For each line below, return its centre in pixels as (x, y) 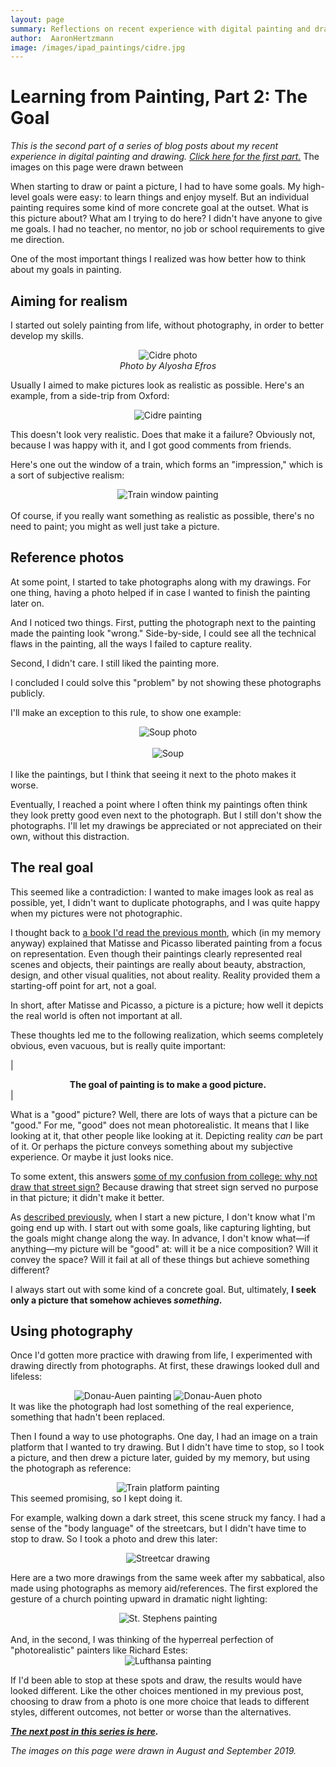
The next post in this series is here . (84, 1732)
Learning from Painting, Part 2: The (159, 97)
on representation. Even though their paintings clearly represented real (156, 953)
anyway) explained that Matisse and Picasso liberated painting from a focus (166, 943)
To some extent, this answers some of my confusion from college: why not (164, 1176)
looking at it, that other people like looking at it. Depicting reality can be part (166, 1135)
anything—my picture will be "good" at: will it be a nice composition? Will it (164, 1248)
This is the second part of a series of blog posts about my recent (144, 146)
